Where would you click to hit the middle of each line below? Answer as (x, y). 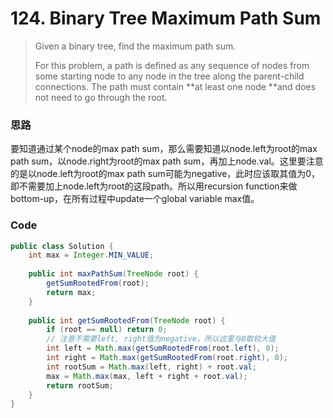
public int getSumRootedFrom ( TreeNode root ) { (127, 320)
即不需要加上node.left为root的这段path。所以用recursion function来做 (154, 186)
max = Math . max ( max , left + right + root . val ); (147, 376)
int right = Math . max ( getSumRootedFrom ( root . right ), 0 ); (167, 358)
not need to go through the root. (101, 97)
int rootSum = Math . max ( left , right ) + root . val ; (151, 367)
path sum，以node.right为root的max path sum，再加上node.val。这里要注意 (167, 161)
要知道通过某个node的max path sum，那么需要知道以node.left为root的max (164, 149)
